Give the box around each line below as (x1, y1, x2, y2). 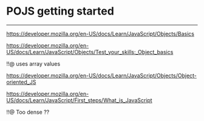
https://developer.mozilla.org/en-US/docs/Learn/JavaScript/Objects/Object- (6, 72, 197, 79)
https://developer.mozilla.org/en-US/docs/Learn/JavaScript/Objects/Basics (6, 30, 194, 37)
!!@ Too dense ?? (6, 108, 50, 116)
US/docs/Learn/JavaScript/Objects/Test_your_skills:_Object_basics (6, 48, 174, 55)
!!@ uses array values (6, 60, 61, 67)
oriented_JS (6, 78, 36, 86)
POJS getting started (6, 4, 114, 18)
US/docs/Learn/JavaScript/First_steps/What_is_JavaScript (6, 96, 153, 104)
